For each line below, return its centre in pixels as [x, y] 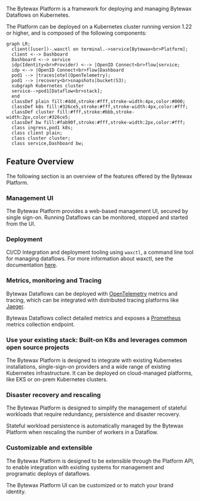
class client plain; [37, 133]
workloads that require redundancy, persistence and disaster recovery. [93, 414]
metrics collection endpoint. [41, 324]
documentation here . [32, 265]
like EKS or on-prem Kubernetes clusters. [57, 379]
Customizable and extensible [49, 448]
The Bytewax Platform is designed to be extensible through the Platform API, [100, 461]
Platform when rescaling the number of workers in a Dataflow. [82, 432]
